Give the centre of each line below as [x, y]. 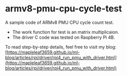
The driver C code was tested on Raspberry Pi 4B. [63, 37]
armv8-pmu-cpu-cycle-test [64, 9]
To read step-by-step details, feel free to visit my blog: [61, 47]
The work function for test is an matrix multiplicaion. [65, 32]
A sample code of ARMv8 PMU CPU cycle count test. [60, 22]
